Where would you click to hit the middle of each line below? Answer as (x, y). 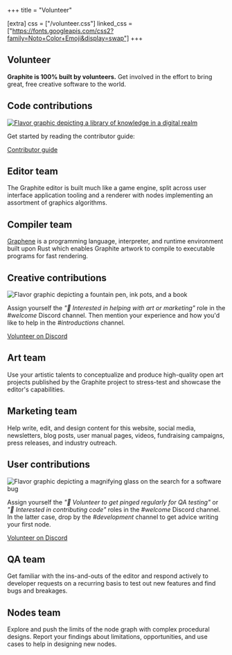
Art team (27, 358)
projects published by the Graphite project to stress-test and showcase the (114, 382)
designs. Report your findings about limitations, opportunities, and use (107, 637)
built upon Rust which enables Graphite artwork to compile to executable (111, 248)
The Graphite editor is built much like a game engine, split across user (107, 188)
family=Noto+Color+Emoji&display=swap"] (68, 38)
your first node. (29, 524)
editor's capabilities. (36, 389)
